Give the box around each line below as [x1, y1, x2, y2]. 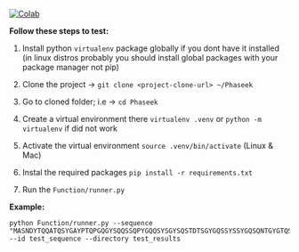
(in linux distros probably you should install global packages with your [21, 53, 279, 62]
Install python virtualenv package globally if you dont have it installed [21, 43, 280, 53]
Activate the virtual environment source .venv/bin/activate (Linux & [21, 141, 274, 150]
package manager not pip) [21, 62, 120, 72]
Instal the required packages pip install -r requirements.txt [21, 167, 254, 177]
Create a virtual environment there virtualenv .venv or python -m [21, 114, 263, 124]
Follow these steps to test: [9, 26, 109, 36]
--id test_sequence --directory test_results [9, 234, 181, 243]
